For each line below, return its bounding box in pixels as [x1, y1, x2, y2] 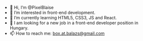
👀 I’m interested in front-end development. [9, 10, 95, 15]
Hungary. [9, 25, 28, 31]
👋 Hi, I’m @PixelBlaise [9, 5, 54, 10]
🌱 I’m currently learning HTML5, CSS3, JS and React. [9, 15, 117, 20]
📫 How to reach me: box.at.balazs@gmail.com [9, 30, 105, 36]
